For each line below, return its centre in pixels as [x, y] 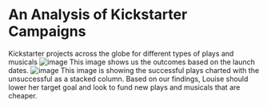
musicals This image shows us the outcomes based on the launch [132, 62]
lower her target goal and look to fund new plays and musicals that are [124, 87]
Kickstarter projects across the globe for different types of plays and [121, 53]
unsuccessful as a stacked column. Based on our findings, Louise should [128, 79]
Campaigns [47, 31]
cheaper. [23, 95]
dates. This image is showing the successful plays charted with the [134, 70]
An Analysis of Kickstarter [98, 15]
